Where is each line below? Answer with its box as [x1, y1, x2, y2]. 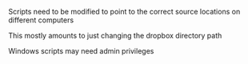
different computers [8, 15, 74, 25]
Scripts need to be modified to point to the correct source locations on [8, 7, 241, 16]
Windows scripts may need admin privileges [8, 46, 154, 55]
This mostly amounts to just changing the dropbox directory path [8, 31, 222, 40]
